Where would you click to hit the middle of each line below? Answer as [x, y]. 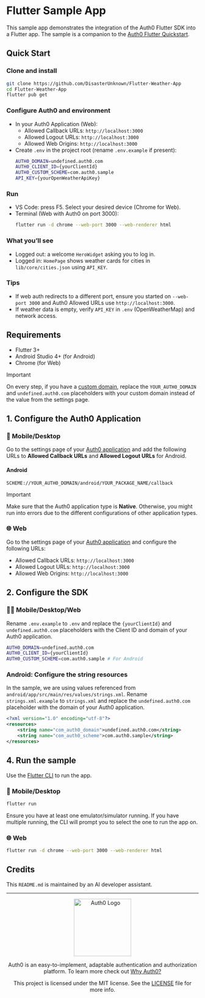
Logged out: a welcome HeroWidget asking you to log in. [85, 254]
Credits [21, 870]
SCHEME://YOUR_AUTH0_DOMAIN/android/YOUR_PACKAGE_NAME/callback [90, 483]
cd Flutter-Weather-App [37, 89]
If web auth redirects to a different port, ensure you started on [93, 296]
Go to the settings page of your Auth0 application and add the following [96, 449]
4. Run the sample [41, 761]
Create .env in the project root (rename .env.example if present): [96, 150]
